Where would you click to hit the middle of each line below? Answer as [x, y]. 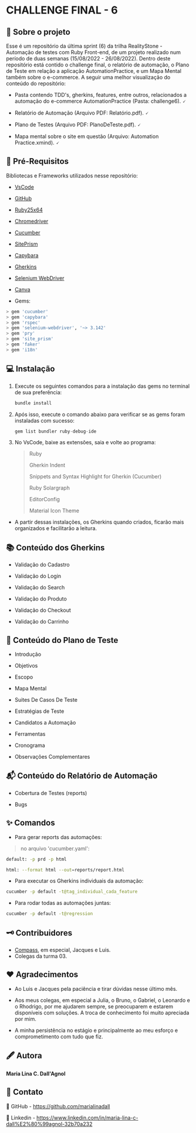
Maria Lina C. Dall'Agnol [36, 1074]
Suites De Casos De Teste [46, 700]
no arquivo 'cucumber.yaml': [55, 848]
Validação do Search [40, 588]
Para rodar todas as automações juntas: [63, 903]
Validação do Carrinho [42, 622]
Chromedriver [31, 221]
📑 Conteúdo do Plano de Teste [62, 640]
